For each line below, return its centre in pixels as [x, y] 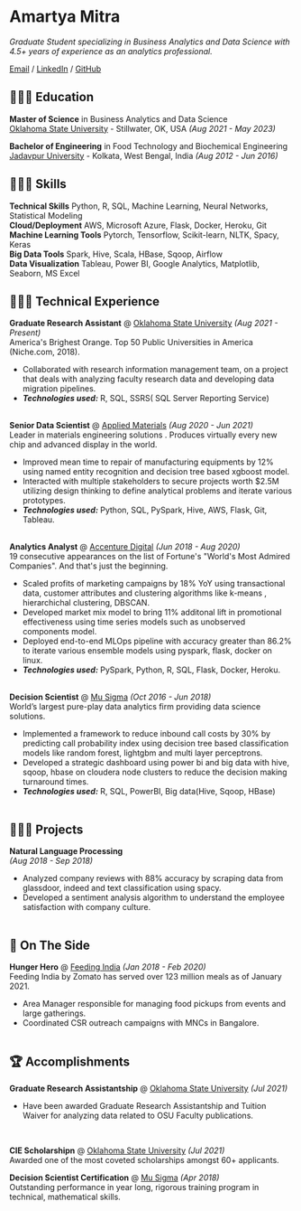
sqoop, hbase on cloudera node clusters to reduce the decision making [155, 772]
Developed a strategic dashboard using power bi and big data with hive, [156, 763]
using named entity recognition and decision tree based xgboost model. [156, 472]
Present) [25, 333]
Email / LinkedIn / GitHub [55, 69]
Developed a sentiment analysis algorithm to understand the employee [154, 897]
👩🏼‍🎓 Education [52, 97]
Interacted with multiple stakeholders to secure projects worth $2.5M [150, 482]
